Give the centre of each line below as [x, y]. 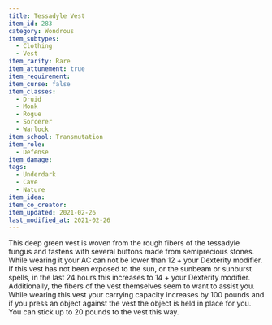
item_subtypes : [34, 39]
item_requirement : [39, 76]
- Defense [32, 152]
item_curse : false [39, 84]
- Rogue [29, 115]
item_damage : [30, 159]
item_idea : [27, 197]
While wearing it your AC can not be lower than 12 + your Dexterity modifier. [136, 260]
